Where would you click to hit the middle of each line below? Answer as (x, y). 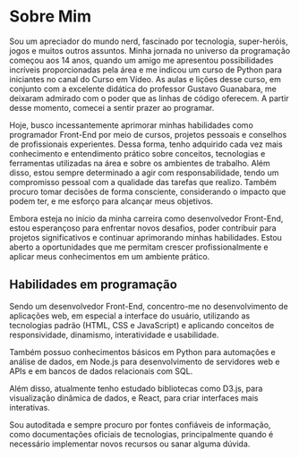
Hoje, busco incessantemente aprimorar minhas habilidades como (131, 125)
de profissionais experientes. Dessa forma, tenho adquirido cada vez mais (146, 144)
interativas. (30, 407)
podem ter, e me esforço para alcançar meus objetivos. (111, 201)
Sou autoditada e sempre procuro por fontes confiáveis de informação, (140, 424)
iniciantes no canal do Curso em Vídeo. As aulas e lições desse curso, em (145, 79)
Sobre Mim (51, 17)
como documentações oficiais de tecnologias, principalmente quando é (141, 434)
